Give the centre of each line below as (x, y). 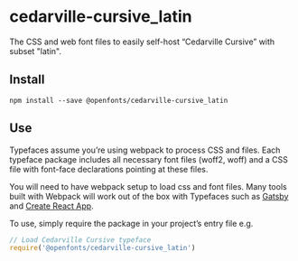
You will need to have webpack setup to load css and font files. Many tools (148, 186)
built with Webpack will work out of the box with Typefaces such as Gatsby (149, 196)
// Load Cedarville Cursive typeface (80, 240)
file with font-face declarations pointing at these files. (109, 169)
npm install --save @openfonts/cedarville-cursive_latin (119, 100)
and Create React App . (51, 206)
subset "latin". (35, 51)
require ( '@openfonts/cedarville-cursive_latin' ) (102, 248)
